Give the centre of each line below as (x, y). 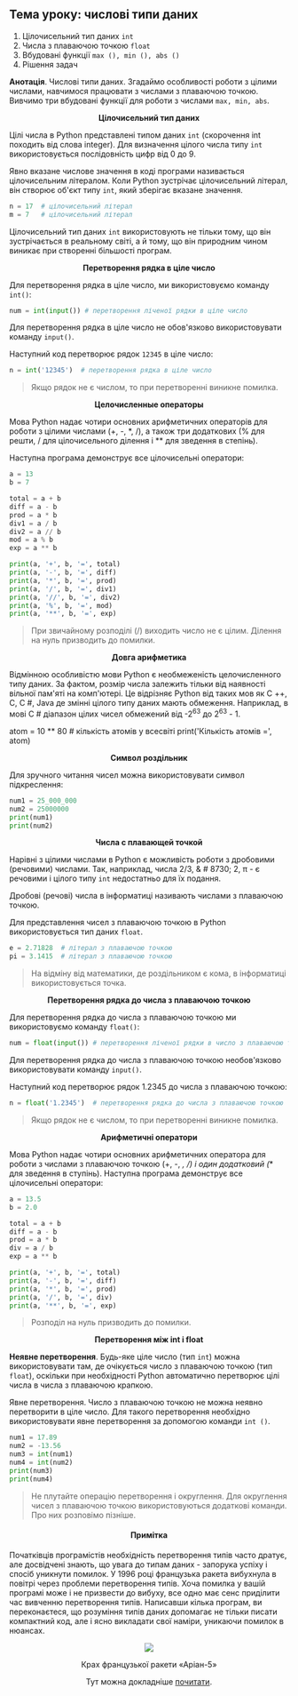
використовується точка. (78, 983)
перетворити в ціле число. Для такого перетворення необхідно (130, 1412)
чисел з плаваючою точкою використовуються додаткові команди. (159, 1505)
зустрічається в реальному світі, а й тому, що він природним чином (138, 241)
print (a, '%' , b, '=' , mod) (61, 605)
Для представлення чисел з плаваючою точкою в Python (118, 923)
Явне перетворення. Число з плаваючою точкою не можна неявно (136, 1403)
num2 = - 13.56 (35, 1446)
